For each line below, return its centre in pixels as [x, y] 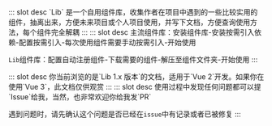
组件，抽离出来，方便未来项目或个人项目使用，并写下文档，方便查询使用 [129, 22]
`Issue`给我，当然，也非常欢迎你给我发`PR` [80, 97]
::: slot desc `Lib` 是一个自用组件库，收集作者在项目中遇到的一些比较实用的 [133, 12]
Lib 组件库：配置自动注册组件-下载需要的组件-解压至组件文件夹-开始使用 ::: [133, 59]
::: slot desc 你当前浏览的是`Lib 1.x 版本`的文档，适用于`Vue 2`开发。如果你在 [136, 77]
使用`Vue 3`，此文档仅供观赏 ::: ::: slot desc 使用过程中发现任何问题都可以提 [135, 87]
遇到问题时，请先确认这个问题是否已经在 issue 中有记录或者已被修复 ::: [125, 114]
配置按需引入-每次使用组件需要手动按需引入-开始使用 [108, 42]
